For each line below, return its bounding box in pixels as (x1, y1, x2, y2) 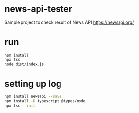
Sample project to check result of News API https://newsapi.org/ (4, 19, 134, 25)
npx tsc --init (4, 103, 36, 108)
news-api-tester (4, 3, 73, 15)
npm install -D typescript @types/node (4, 99, 86, 104)
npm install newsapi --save (4, 94, 62, 99)
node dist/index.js (4, 62, 44, 67)
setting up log (4, 78, 62, 89)
